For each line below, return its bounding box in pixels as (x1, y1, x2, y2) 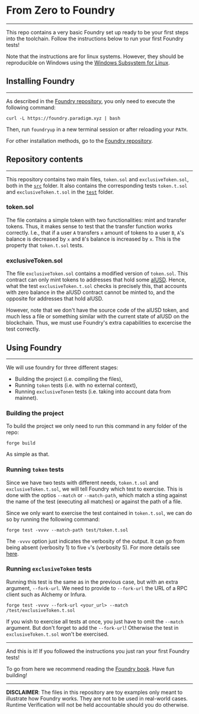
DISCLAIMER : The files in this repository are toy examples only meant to (6, 689, 183, 696)
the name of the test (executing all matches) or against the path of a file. (6, 498, 182, 505)
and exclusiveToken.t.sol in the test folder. (6, 188, 114, 196)
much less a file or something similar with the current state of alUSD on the (6, 313, 190, 320)
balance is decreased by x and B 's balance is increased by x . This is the (6, 235, 181, 242)
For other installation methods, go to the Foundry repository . (6, 137, 153, 144)
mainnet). (14, 394, 38, 401)
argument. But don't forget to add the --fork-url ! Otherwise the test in (6, 624, 179, 631)
